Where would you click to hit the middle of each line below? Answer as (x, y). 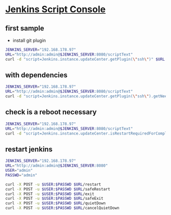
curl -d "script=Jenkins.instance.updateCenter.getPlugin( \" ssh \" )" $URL (85, 59)
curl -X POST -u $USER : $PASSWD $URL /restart (53, 184)
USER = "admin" (19, 171)
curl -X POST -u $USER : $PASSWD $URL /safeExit (54, 199)
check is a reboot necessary (51, 112)
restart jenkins (29, 149)
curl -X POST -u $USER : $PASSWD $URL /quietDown (55, 203)
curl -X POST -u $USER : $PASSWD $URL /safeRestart (58, 189)
